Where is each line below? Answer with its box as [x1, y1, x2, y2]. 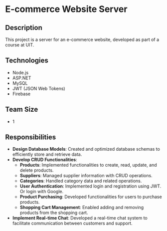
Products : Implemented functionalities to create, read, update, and [19, 162, 157, 168]
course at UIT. [5, 42, 34, 48]
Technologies [5, 56, 49, 65]
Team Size [5, 105, 38, 114]
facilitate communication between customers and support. [12, 221, 133, 227]
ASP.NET [12, 75, 31, 81]
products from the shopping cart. [19, 210, 88, 216]
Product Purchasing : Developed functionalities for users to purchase [19, 194, 162, 200]
